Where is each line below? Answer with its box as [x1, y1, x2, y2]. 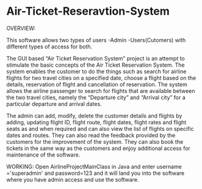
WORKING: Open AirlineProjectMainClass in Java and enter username [6, 163, 182, 170]
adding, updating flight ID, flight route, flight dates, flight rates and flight [6, 118, 187, 126]
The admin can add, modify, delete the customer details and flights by [6, 112, 182, 119]
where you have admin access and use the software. [6, 176, 139, 183]
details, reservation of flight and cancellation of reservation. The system [6, 81, 187, 88]
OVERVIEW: [6, 24, 36, 32]
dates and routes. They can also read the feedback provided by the [6, 132, 176, 139]
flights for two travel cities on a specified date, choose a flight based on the [6, 74, 197, 81]
